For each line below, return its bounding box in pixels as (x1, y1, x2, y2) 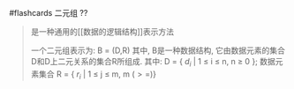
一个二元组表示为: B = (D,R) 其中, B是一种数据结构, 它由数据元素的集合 (30, 45, 285, 56)
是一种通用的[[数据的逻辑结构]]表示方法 (30, 26, 175, 37)
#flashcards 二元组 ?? (9, 8, 88, 18)
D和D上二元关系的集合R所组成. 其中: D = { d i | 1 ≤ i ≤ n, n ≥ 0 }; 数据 (30, 56, 276, 69)
